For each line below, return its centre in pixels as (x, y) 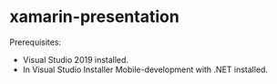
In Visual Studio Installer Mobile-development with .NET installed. (145, 69)
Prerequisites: (36, 42)
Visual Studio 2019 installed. (76, 59)
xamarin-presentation (94, 17)
